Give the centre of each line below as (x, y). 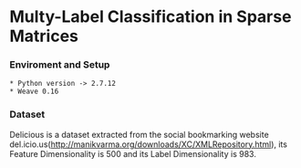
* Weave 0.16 (34, 92)
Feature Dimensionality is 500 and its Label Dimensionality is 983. (133, 153)
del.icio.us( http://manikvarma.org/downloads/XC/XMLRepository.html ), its (148, 144)
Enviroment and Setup (60, 65)
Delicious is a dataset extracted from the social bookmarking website (139, 134)
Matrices (44, 36)
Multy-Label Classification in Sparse (150, 17)
